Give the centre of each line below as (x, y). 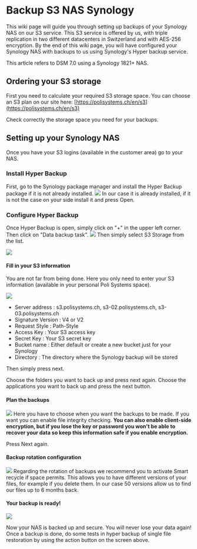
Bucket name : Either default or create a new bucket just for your (93, 345)
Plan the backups (28, 400)
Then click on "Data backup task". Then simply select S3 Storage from (95, 235)
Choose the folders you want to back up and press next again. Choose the (96, 380)
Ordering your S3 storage (54, 81)
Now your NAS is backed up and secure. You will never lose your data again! (99, 527)
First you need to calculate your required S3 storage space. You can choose (98, 95)
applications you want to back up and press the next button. (79, 387)
